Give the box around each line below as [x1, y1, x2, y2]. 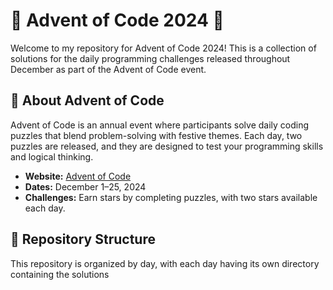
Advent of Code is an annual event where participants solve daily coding [10, 119, 310, 131]
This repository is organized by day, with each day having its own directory [10, 257, 320, 269]
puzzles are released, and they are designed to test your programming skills [10, 140, 324, 152]
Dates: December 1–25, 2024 [24, 180, 147, 193]
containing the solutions [10, 268, 110, 280]
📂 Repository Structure [10, 231, 156, 248]
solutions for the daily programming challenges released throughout [10, 52, 291, 64]
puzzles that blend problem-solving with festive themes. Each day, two [10, 129, 303, 141]
